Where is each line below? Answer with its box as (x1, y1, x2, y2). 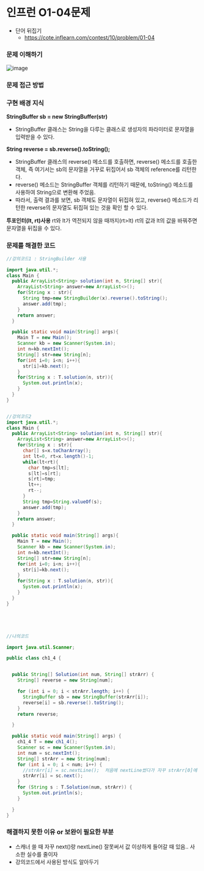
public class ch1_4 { (6, 655, 62, 661)
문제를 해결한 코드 (6, 241, 56, 250)
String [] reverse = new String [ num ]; (17, 677, 114, 683)
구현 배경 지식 (6, 99, 45, 108)
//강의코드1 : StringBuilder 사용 (6, 255, 87, 262)
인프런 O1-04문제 (6, 6, 90, 20)
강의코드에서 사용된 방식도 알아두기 (15, 858, 99, 865)
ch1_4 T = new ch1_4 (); (17, 739, 78, 745)
